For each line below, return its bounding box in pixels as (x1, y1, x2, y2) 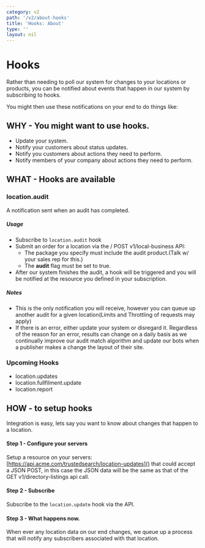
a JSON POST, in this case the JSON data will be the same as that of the (6, 466, 188, 474)
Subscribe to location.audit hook (15, 236, 102, 243)
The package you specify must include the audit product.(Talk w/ (24, 249, 189, 256)
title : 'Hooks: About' (6, 20, 64, 26)
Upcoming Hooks (6, 358, 59, 367)
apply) (15, 317, 32, 325)
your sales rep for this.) (24, 255, 84, 263)
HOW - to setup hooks (6, 403, 93, 413)
